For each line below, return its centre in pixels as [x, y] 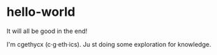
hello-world [41, 12]
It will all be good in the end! [47, 31]
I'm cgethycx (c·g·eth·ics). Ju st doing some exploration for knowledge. [109, 44]
